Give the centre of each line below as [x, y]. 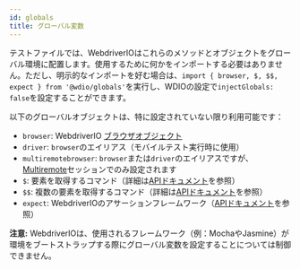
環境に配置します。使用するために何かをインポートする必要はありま [150, 64]
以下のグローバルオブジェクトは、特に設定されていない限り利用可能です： [146, 117]
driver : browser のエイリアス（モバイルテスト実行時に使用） [133, 147]
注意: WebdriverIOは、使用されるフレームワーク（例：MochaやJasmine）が [149, 233]
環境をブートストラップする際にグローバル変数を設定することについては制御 [150, 244]
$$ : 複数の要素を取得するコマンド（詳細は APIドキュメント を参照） [145, 191]
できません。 [33, 256]
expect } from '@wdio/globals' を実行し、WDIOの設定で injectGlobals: [142, 86]
